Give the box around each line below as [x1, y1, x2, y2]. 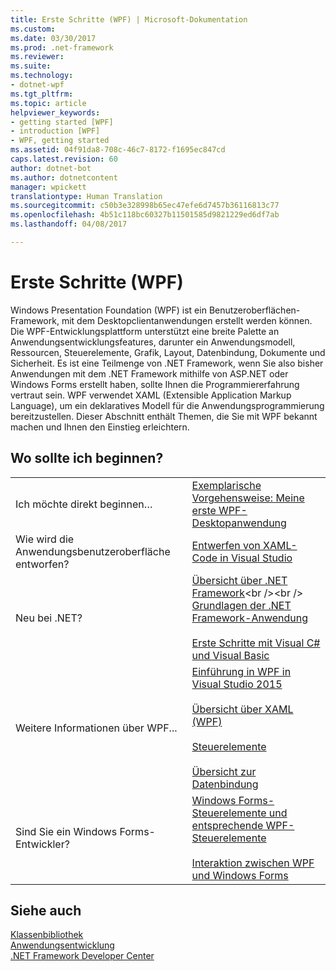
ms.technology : [10, 71, 74, 81]
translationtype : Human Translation [10, 191, 163, 201]
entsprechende [191, 818, 264, 832]
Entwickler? [15, 837, 70, 851]
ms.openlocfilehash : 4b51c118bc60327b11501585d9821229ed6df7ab [10, 210, 280, 220]
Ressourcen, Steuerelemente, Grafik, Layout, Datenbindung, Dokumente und [10, 346, 326, 358]
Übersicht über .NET [191, 573, 288, 587]
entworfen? [15, 557, 70, 571]
